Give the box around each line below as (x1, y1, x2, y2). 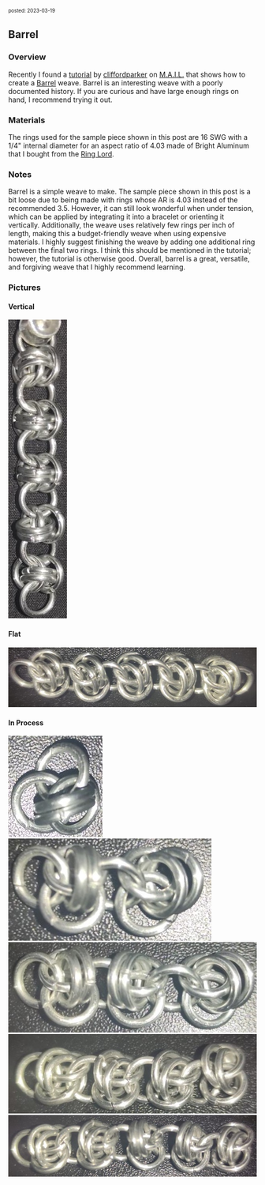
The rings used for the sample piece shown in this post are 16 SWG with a (8, 132, 248, 141)
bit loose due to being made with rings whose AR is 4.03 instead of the (8, 195, 238, 205)
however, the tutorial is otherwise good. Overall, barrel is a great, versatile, (8, 254, 250, 264)
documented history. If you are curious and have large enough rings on (8, 86, 239, 96)
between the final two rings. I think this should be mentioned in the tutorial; (8, 246, 252, 255)
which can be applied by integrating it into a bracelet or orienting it (8, 212, 225, 222)
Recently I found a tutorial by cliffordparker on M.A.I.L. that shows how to (8, 70, 246, 79)
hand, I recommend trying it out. (8, 95, 113, 104)
